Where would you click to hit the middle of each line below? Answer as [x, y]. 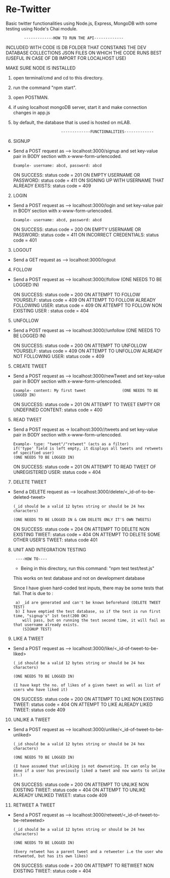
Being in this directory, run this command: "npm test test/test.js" [88, 568]
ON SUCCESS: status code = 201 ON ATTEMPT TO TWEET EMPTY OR [87, 404]
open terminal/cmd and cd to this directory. [58, 77]
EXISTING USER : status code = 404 [51, 310]
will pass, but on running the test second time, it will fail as [94, 620]
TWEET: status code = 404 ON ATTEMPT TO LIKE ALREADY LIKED [83, 704]
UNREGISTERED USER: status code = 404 [57, 472]
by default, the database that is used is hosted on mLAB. [72, 122]
